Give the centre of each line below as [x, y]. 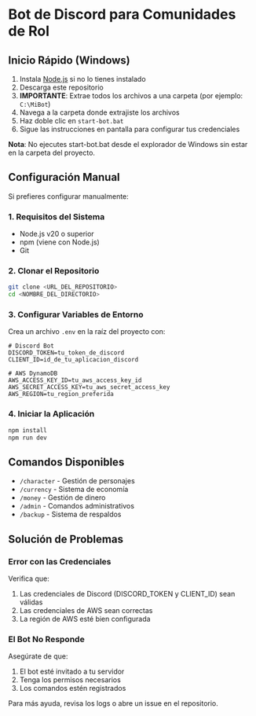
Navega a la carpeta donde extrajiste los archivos [99, 112]
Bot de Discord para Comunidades [122, 15]
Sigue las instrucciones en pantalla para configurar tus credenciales [130, 129]
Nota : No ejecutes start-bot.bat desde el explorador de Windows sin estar [128, 144]
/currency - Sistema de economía [74, 490]
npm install [27, 430]
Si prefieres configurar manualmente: [69, 196]
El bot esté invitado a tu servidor [72, 672]
